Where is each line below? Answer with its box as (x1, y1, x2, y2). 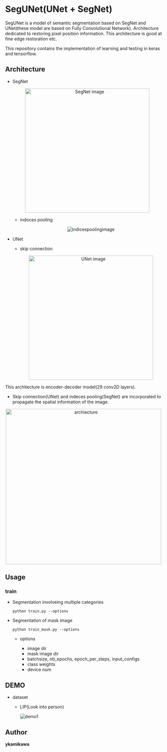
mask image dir (27, 651, 59, 657)
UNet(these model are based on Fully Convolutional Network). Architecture (5, 25, 159, 31)
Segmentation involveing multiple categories (12, 599, 104, 605)
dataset (12, 694, 28, 700)
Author (5, 728, 27, 737)
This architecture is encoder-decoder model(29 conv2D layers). (5, 384, 136, 390)
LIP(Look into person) (19, 704, 65, 710)
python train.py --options (12, 609, 69, 614)
